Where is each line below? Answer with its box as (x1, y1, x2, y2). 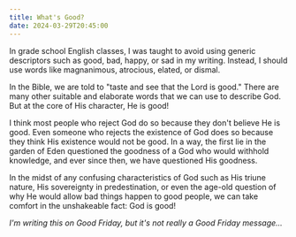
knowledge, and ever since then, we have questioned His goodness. (9, 155, 258, 165)
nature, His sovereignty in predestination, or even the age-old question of (9, 181, 277, 192)
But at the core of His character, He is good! (9, 100, 170, 111)
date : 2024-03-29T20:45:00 (9, 21, 109, 30)
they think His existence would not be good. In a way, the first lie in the (9, 136, 267, 147)
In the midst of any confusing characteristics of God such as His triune (9, 172, 267, 182)
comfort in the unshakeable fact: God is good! (9, 200, 177, 210)
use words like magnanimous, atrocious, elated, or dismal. (9, 64, 221, 75)
